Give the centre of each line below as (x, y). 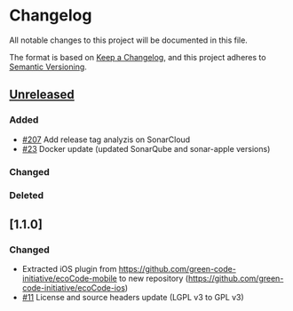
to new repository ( (154, 279)
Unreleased (42, 95)
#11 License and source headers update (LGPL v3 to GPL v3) (133, 298)
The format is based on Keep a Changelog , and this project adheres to (138, 57)
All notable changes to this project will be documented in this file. (129, 40)
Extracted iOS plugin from (69, 269)
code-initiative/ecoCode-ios (74, 288)
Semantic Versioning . (48, 67)
